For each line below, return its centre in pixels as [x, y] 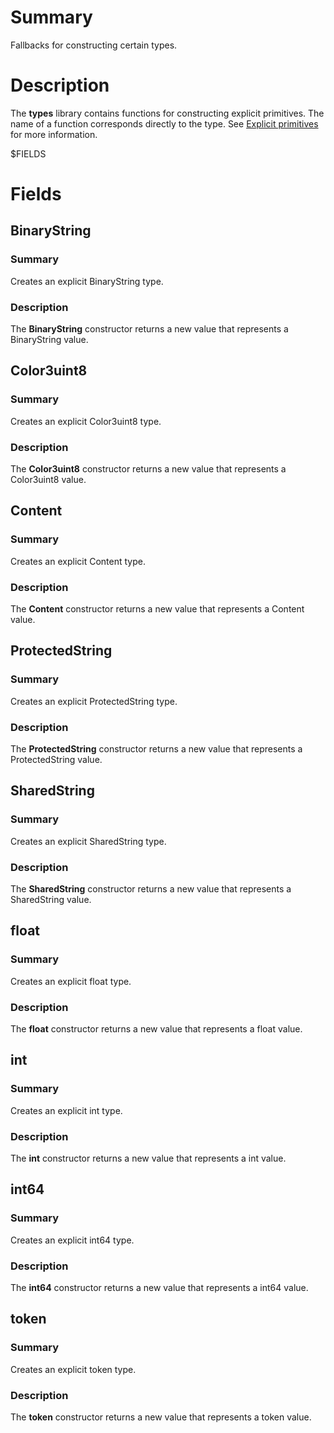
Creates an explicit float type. [71, 981]
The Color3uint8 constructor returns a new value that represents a [148, 469]
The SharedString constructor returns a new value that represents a [151, 888]
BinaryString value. [49, 340]
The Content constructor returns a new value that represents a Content [157, 609]
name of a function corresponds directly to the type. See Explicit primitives [164, 123]
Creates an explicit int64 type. [72, 1240]
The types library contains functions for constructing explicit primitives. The [167, 113]
